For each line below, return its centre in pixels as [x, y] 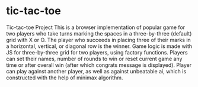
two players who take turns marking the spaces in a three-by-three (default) [99, 33]
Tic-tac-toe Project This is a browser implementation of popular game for [96, 27]
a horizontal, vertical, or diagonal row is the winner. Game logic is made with [99, 46]
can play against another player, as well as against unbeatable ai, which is [96, 71]
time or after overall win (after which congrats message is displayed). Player [99, 65]
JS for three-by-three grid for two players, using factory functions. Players [97, 52]
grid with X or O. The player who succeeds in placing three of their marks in [98, 40]
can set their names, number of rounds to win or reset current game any [94, 59]
